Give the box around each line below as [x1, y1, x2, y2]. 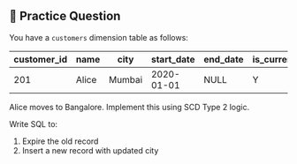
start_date [150, 53, 196, 65]
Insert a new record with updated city [21, 145, 159, 155]
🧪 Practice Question [9, 9, 121, 24]
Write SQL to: [9, 118, 58, 129]
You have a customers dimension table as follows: [9, 32, 188, 42]
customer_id [13, 53, 68, 65]
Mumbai [109, 73, 143, 86]
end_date [203, 53, 245, 65]
